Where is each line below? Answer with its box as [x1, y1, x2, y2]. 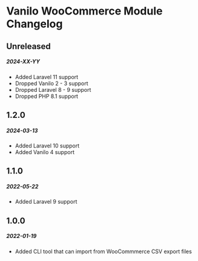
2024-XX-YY [6, 58, 41, 65]
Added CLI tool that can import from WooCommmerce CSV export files [15, 248, 192, 255]
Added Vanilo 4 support [15, 148, 74, 155]
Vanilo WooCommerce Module [6, 4, 163, 18]
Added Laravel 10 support [15, 142, 80, 149]
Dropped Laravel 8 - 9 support [15, 86, 91, 93]
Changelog [6, 17, 63, 31]
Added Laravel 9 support [15, 198, 78, 205]
